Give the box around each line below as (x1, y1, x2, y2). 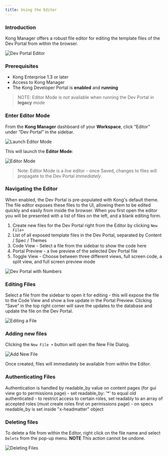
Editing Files (5, 280, 36, 287)
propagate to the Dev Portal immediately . (17, 173, 102, 179)
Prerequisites (5, 62, 38, 69)
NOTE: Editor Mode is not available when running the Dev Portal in (17, 94, 154, 100)
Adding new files (5, 330, 47, 337)
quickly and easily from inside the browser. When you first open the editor (5, 207, 157, 213)
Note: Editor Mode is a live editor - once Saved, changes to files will (17, 167, 157, 173)
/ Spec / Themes (12, 237, 47, 243)
